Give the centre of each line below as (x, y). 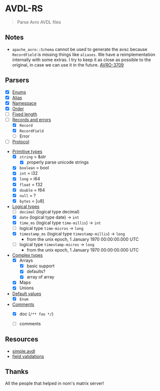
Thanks (17, 372)
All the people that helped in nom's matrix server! (55, 383)
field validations (28, 356)
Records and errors (31, 119)
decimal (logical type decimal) (49, 211)
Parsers (17, 80)
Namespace (24, 103)
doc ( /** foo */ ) (36, 314)
